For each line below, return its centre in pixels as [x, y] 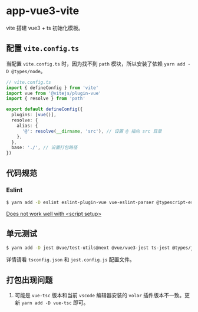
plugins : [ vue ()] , [34, 115]
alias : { [27, 126]
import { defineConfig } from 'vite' [52, 88]
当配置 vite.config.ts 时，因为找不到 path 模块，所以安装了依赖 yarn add [96, 64]
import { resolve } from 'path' [46, 98]
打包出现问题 [29, 280]
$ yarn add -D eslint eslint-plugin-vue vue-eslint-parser [80, 202]
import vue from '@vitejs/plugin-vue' [54, 93]
